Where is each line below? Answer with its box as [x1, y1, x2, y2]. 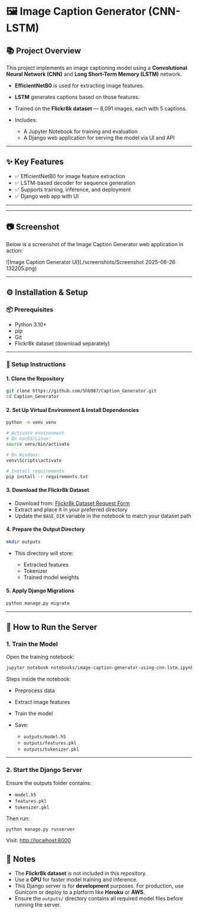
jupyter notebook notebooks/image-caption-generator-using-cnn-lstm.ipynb [6, 665, 194, 671]
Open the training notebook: [6, 654, 75, 661]
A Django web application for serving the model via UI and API [23, 134, 175, 141]
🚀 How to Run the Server [6, 622, 97, 632]
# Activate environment [6, 430, 65, 436]
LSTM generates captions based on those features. [14, 94, 140, 101]
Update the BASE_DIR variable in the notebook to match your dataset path [14, 512, 192, 519]
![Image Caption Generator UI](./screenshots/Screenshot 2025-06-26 [6, 258, 176, 265]
